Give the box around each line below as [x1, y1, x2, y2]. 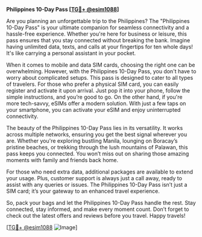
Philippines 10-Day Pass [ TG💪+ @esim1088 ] [6, 6, 119, 13]
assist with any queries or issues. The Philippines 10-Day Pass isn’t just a [6, 181, 188, 188]
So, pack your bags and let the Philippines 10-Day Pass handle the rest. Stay [6, 200, 196, 206]
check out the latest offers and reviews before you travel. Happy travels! [6, 212, 186, 219]
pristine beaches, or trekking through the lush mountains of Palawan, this [6, 144, 188, 151]
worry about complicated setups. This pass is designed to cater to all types [6, 74, 194, 81]
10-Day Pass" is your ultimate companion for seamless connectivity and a [6, 24, 189, 31]
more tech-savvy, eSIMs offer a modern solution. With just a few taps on [6, 100, 186, 107]
